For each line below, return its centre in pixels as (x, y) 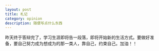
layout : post (18, 9)
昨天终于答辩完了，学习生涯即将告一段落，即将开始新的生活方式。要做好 (77, 37)
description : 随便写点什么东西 (34, 23)
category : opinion (24, 18)
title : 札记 (16, 14)
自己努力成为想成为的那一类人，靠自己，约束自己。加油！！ (77, 44)
